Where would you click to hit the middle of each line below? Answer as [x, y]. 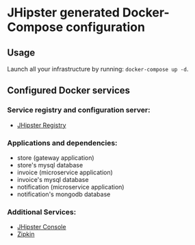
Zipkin [26, 234]
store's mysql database [50, 165]
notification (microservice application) [70, 187]
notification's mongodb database [64, 194]
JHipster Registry [41, 125]
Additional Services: [42, 212]
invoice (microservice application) [65, 172]
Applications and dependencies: [62, 143]
